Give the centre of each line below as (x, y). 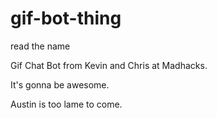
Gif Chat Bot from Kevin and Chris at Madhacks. (109, 65)
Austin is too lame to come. (66, 104)
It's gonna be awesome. (60, 84)
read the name (40, 46)
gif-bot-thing (66, 18)
